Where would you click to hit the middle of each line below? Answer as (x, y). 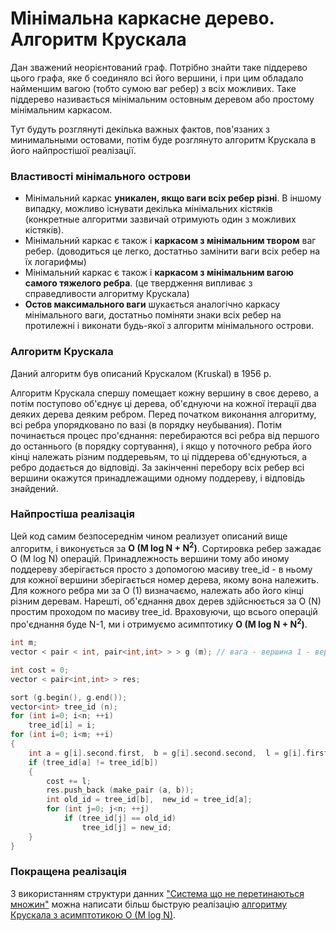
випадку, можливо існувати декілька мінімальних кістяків (148, 209)
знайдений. (34, 488)
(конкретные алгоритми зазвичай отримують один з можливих (160, 219)
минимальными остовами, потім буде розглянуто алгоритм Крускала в (163, 139)
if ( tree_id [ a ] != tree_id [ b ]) (93, 762)
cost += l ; (69, 781)
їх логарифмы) (55, 262)
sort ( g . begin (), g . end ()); (69, 697)
